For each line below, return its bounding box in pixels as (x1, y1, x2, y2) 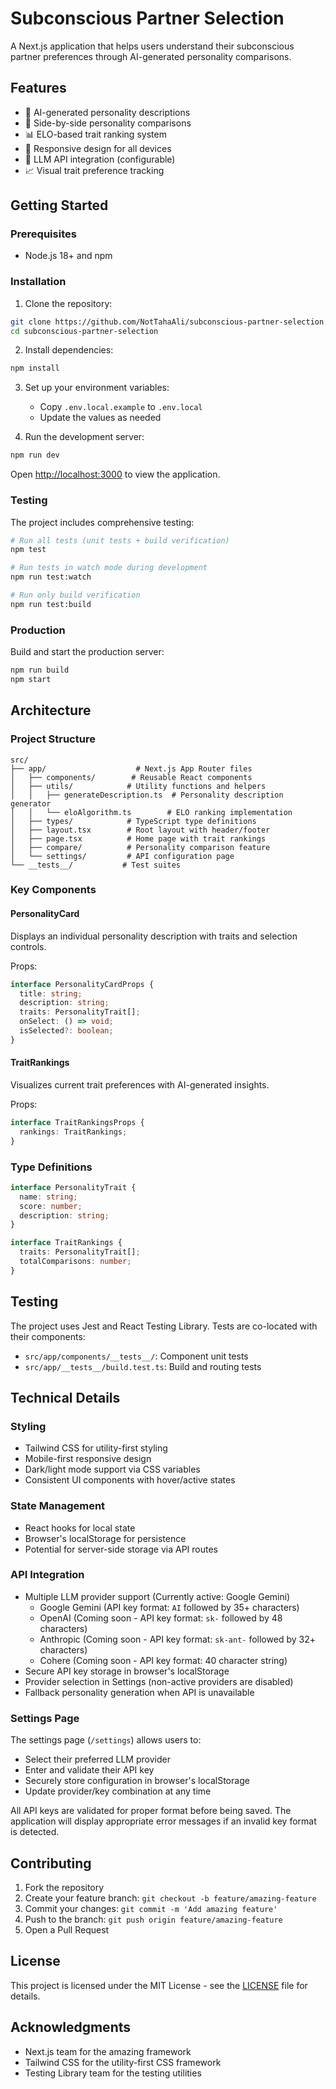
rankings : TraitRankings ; (19, 1127, 128, 1137)
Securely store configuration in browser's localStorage (24, 1775, 250, 1787)
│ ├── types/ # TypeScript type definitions (10, 816, 257, 826)
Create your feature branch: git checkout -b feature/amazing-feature (24, 1892, 317, 1904)
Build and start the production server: (10, 646, 165, 658)
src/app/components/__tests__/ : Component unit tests (24, 1350, 249, 1362)
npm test (10, 545, 47, 555)
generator (10, 798, 52, 809)
